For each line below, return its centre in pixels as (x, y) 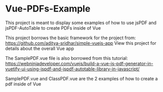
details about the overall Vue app (40, 48)
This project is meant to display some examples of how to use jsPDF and (81, 23)
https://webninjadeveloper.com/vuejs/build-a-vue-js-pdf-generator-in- (79, 63)
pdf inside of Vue (23, 84)
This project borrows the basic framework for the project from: (71, 38)
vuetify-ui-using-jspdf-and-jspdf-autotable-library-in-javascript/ (73, 69)
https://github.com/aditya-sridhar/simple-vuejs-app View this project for (81, 43)
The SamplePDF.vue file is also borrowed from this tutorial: (67, 58)
